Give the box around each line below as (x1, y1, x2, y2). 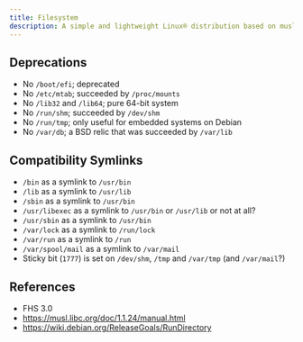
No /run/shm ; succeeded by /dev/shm (22, 107, 161, 118)
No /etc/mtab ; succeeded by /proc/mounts (22, 88, 180, 99)
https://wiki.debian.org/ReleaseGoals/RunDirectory (22, 321, 212, 333)
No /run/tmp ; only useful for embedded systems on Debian (22, 117, 242, 128)
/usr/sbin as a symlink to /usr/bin (22, 215, 151, 226)
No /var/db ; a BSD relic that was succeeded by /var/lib (22, 127, 233, 138)
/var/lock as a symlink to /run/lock (22, 224, 156, 235)
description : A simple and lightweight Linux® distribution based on (9, 22, 277, 31)
